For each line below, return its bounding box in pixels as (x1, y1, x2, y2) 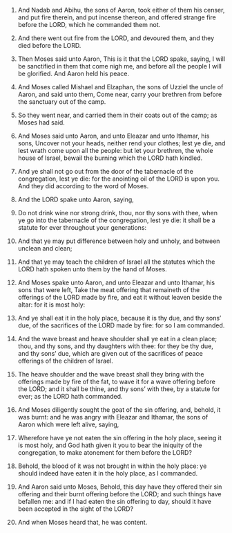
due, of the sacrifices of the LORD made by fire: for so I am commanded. (17, 321, 225, 329)
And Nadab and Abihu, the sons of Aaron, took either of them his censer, (17, 6, 225, 14)
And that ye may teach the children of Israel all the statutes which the (17, 258, 215, 266)
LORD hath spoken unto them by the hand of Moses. (17, 265, 168, 273)
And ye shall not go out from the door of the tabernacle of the (17, 168, 194, 175)
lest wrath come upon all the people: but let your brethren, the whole (17, 147, 213, 154)
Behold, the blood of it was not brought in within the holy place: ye (17, 462, 207, 470)
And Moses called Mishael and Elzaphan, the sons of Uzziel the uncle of (17, 83, 224, 91)
